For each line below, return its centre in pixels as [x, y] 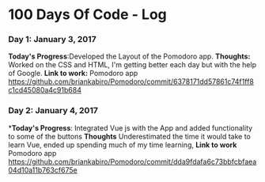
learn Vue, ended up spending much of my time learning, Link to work [123, 145]
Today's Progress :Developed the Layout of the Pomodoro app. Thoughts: [129, 56]
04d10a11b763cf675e [43, 170]
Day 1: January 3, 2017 [52, 40]
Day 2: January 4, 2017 [53, 111]
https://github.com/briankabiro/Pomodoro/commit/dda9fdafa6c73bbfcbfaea [132, 161]
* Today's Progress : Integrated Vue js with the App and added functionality [131, 127]
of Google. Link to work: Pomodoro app [73, 74]
